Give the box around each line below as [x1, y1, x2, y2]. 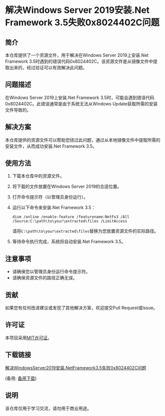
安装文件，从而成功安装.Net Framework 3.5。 [5, 143, 97, 149]
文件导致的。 [5, 107, 31, 113]
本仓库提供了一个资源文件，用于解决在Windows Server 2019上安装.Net [5, 52, 149, 58]
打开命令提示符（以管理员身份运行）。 [12, 194, 88, 200]
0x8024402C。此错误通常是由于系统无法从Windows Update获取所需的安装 [5, 101, 158, 106]
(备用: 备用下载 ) [5, 375, 37, 381]
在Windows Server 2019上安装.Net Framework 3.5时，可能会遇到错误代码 [5, 95, 154, 101]
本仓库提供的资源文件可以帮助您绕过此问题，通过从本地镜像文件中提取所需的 [5, 137, 161, 143]
